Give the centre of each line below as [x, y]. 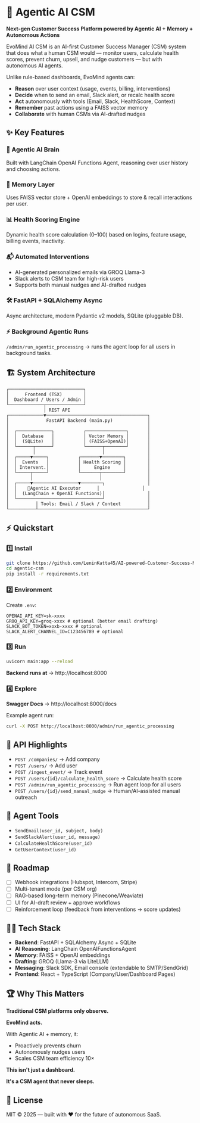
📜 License [25, 1100]
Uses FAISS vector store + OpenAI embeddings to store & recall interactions [99, 197]
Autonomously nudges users [50, 1052]
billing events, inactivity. [36, 241]
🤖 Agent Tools [33, 816]
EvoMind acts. [24, 1023]
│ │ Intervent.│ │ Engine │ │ [78, 467]
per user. [17, 203]
